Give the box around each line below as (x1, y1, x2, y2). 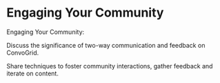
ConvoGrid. (6, 48, 39, 57)
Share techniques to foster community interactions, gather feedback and (6, 62, 213, 70)
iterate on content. (6, 69, 59, 77)
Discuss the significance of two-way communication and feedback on (6, 41, 206, 49)
